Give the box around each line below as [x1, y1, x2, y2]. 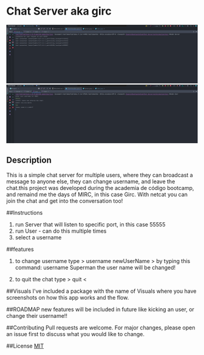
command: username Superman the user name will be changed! [15, 264, 176, 271]
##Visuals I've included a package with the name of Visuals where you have [6, 287, 197, 295]
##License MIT [6, 342, 44, 350]
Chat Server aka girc [6, 4, 112, 18]
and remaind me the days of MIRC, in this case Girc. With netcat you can [6, 191, 188, 198]
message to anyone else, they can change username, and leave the [6, 178, 175, 185]
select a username [15, 233, 62, 241]
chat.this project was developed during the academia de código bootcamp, [6, 184, 194, 191]
